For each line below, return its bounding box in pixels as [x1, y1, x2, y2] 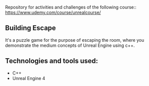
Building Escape [5, 24, 56, 32]
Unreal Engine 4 [12, 75, 46, 81]
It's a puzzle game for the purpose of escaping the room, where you [5, 37, 145, 43]
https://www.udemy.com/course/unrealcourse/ [5, 9, 101, 15]
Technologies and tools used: [5, 57, 98, 65]
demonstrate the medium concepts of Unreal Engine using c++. [5, 42, 135, 48]
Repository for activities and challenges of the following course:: [5, 4, 137, 10]
